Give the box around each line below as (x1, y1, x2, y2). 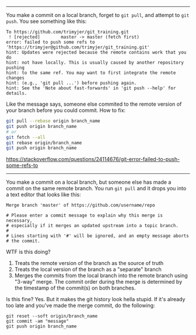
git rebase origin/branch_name (6, 139, 82, 146)
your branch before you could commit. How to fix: (6, 107, 126, 114)
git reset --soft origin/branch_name (6, 313, 98, 319)
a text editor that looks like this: (6, 191, 82, 198)
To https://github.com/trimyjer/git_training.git (6, 29, 129, 35)
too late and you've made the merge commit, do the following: (6, 302, 156, 309)
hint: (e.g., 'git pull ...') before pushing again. (6, 80, 137, 86)
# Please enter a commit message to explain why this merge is (6, 212, 163, 219)
